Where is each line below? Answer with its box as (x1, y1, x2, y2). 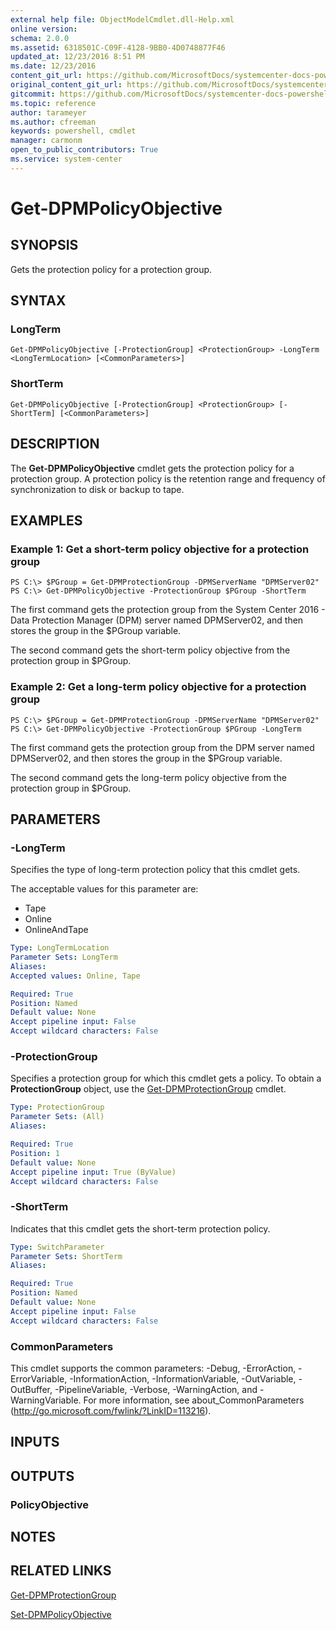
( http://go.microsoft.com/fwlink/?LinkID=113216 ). (10, 1404, 212, 1416)
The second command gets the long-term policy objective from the (10, 771, 287, 783)
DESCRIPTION (10, 436, 100, 453)
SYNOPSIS (10, 237, 79, 254)
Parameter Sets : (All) (10, 1112, 105, 1122)
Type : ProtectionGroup (10, 1102, 105, 1113)
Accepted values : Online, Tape (10, 971, 141, 981)
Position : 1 (10, 1148, 60, 1158)
